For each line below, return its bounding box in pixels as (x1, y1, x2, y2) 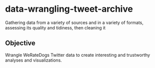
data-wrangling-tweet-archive (5, 3, 133, 15)
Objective (5, 39, 36, 47)
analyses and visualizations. (5, 57, 62, 63)
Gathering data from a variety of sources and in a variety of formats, (5, 20, 144, 25)
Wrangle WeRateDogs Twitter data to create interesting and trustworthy (5, 52, 150, 58)
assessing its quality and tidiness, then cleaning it (5, 24, 106, 30)
